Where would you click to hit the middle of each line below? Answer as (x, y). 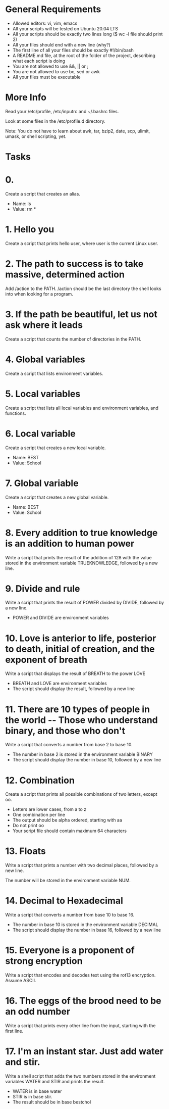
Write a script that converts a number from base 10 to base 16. (70, 915)
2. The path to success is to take (74, 264)
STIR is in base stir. (32, 1096)
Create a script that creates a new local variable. (55, 448)
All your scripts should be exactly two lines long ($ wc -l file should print (88, 34)
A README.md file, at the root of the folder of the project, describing (84, 55)
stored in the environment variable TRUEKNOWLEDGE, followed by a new (81, 563)
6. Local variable (40, 433)
